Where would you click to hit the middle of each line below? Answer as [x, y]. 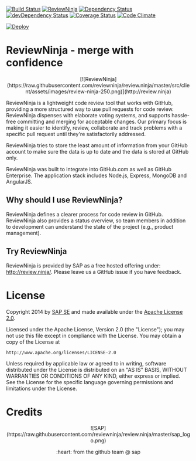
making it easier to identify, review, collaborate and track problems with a [94, 128]
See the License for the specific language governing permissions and [90, 382]
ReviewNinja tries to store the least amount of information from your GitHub [97, 145]
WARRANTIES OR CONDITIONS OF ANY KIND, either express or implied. [93, 376]
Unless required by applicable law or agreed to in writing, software [86, 363]
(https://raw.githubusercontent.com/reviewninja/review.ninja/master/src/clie [98, 85]
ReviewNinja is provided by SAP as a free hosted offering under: [83, 265]
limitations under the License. [42, 388]
